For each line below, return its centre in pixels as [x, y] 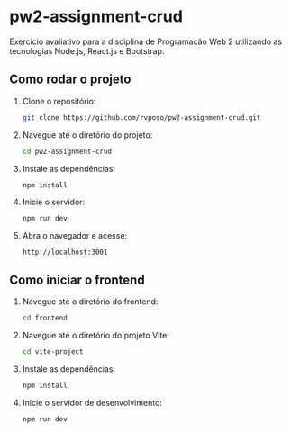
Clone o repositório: [59, 101]
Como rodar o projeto [70, 80]
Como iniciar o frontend [77, 280]
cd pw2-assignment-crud [67, 151]
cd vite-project [53, 352]
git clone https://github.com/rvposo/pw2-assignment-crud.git [141, 117]
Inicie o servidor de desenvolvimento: [92, 402]
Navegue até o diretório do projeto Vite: [95, 335]
